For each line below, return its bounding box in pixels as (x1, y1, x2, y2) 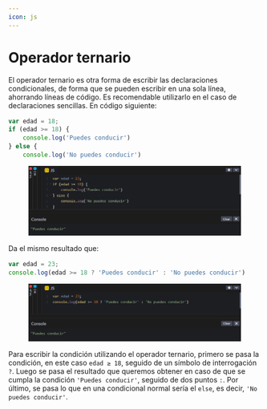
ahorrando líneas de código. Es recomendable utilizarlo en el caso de (8, 92, 237, 102)
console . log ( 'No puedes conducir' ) (22, 151, 142, 160)
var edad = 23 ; (8, 260, 59, 268)
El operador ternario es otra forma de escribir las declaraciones (8, 75, 218, 84)
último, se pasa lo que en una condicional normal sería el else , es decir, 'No (8, 383, 258, 393)
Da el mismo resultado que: (8, 243, 99, 253)
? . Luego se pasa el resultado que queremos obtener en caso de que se (8, 366, 246, 376)
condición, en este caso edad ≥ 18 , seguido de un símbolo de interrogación (8, 358, 257, 368)
